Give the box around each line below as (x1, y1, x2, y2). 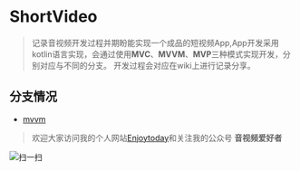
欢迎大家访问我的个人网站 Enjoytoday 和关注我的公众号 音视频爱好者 (31, 132, 283, 143)
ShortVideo (9, 6, 98, 27)
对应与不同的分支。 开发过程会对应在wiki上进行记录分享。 (39, 60, 256, 71)
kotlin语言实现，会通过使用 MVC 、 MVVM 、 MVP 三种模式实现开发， (31, 48, 284, 60)
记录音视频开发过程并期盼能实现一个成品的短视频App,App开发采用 (31, 37, 279, 48)
